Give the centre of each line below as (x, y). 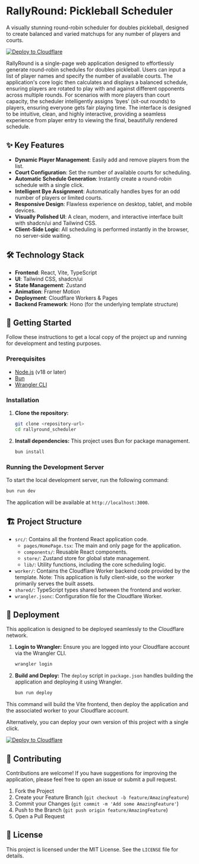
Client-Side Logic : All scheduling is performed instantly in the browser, (102, 229)
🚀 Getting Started (39, 323)
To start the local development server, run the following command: (88, 480)
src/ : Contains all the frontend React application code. (81, 539)
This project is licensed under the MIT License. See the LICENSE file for (92, 849)
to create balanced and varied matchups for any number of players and (94, 33)
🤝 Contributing (34, 759)
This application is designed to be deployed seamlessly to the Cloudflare (95, 629)
